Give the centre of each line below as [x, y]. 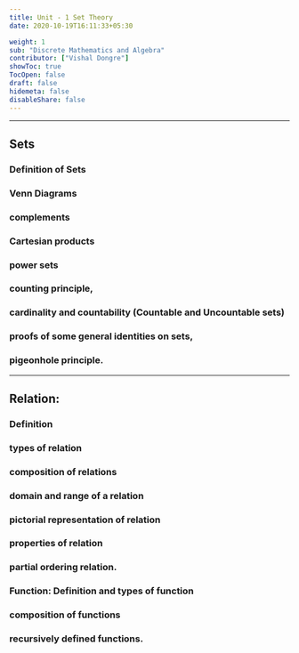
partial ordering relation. [63, 568]
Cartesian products [52, 241]
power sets [34, 265]
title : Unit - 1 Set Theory [61, 17]
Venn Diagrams [43, 193]
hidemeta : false [39, 91]
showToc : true [36, 67]
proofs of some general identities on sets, [101, 336]
